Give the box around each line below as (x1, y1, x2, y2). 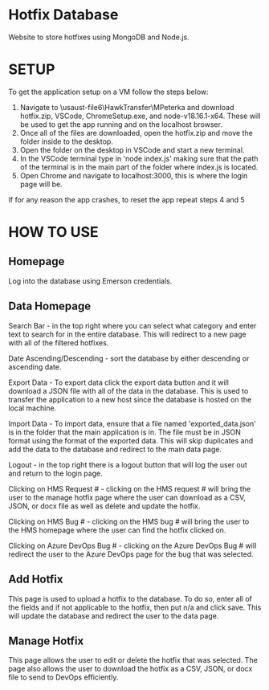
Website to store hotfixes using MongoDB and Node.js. (8, 32, 190, 42)
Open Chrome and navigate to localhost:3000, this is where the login (19, 170, 248, 180)
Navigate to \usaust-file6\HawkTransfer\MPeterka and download (19, 102, 234, 112)
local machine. (8, 403, 57, 413)
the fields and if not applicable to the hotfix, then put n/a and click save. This (8, 602, 262, 612)
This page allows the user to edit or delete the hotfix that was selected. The (8, 655, 259, 665)
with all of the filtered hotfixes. (8, 337, 109, 347)
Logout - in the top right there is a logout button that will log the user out (8, 459, 247, 469)
